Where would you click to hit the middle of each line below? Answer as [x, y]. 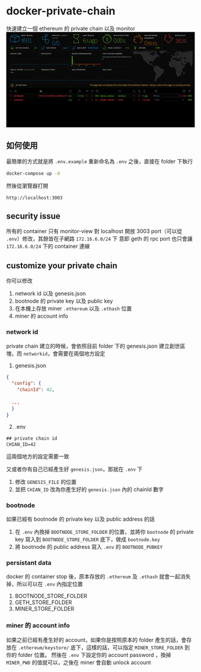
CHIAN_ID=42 [21, 444]
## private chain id [32, 438]
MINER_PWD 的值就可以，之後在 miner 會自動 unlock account [79, 662]
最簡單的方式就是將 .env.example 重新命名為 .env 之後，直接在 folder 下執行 [100, 161]
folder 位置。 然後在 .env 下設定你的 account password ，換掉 [95, 655]
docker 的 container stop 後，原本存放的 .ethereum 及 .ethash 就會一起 [93, 577]
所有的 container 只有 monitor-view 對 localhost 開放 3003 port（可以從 [94, 231]
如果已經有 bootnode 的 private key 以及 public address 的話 [80, 519]
